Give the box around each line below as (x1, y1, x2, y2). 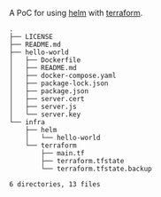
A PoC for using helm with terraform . (9, 8, 143, 18)
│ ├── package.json (9, 87, 89, 96)
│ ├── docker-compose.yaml (9, 71, 117, 80)
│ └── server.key (9, 110, 81, 119)
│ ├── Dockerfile (9, 56, 81, 65)
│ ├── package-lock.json (9, 79, 109, 88)
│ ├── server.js (9, 102, 77, 111)
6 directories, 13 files (9, 180, 101, 189)
